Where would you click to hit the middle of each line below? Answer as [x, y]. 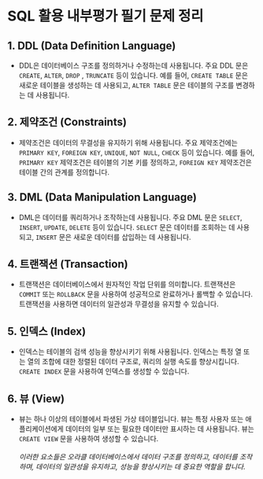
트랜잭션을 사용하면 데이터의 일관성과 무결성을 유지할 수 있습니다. [119, 304]
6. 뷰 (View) [36, 398]
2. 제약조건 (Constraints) [67, 122]
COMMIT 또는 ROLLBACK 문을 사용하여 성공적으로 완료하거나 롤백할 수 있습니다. [136, 294]
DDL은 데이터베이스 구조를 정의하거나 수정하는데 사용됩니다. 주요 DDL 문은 [133, 65]
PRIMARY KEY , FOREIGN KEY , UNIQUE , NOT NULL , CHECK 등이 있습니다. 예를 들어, [137, 152]
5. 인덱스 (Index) [47, 331]
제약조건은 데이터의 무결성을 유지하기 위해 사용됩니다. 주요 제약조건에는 [128, 142]
